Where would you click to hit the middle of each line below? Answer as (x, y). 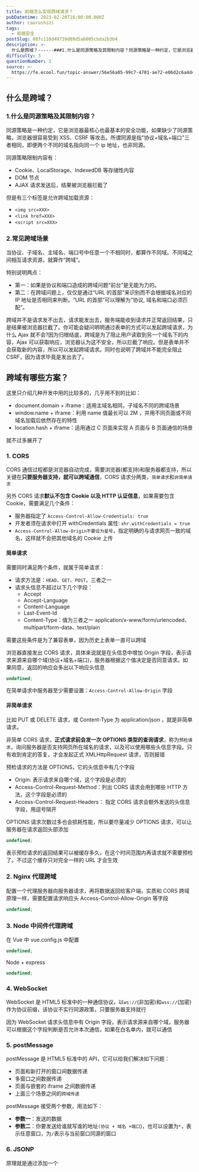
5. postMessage (30, 1045)
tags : (13, 28)
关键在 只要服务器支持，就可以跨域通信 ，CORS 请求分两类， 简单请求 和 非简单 (97, 477)
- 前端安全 (23, 34)
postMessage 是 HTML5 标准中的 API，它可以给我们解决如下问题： (88, 1059)
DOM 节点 (27, 177)
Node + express (26, 962)
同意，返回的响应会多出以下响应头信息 (58, 667)
